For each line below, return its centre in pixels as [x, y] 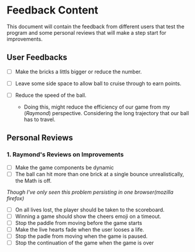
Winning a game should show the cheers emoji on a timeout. [88, 216]
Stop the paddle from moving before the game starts [78, 223]
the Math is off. [33, 180]
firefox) [16, 198]
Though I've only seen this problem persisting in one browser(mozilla [90, 192]
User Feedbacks [37, 57]
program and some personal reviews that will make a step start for [86, 32]
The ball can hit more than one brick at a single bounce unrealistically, [100, 174]
